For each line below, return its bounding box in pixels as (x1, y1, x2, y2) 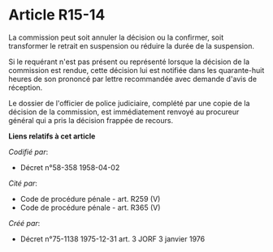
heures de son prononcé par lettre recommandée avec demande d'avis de (8, 74, 258, 83)
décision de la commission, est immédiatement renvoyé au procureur (8, 107, 240, 117)
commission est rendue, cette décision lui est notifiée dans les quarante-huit (8, 65, 265, 75)
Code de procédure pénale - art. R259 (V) (19, 194, 161, 203)
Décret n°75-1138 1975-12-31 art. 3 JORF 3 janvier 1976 (19, 233, 206, 244)
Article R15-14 (8, 6, 106, 24)
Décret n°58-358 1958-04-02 (19, 162, 120, 172)
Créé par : (8, 218, 41, 228)
